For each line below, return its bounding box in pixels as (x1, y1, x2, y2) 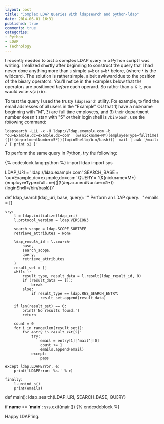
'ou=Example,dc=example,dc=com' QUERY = (5, 174, 97, 180)
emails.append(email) (40, 347, 84, 352)
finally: (5, 377, 23, 382)
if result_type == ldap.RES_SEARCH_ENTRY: (31, 291, 119, 296)
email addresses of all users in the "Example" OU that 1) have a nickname (5, 103, 153, 109)
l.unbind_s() (14, 381, 41, 386)
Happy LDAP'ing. (5, 413, 40, 419)
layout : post (5, 7, 32, 12)
